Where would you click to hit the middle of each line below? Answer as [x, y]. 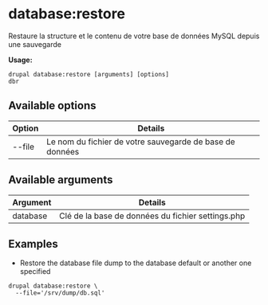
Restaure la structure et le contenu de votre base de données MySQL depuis [134, 36]
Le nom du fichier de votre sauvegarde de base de [141, 142]
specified [35, 272]
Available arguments [61, 180]
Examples [33, 244]
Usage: [21, 60]
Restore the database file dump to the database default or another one [136, 263]
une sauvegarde [35, 44]
